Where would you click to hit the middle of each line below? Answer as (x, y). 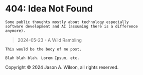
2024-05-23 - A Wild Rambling (49, 40)
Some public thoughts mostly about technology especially (67, 22)
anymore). (16, 30)
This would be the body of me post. (43, 49)
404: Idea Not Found (49, 9)
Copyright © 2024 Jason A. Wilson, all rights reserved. (62, 67)
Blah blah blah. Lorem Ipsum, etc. (42, 58)
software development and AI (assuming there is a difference (71, 26)
